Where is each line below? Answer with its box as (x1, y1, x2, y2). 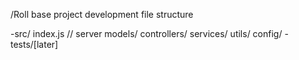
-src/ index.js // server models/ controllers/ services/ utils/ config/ (10, 28, 283, 39)
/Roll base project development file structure (10, 9, 194, 20)
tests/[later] (10, 39, 59, 50)
